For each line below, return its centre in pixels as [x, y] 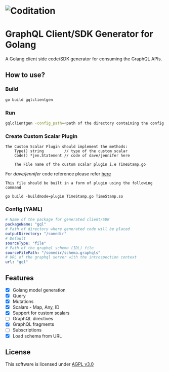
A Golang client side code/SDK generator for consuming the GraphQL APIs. [84, 59]
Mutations [23, 302]
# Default [16, 238]
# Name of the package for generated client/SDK [57, 220]
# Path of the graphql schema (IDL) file [50, 248]
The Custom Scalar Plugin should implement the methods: [67, 147]
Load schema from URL [37, 336]
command [13, 188]
